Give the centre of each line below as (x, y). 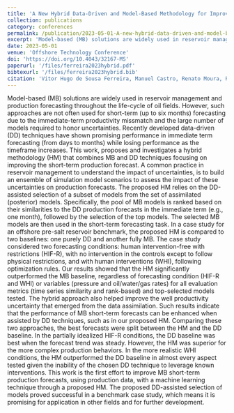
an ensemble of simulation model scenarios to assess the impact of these (113, 180)
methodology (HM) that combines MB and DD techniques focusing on (107, 158)
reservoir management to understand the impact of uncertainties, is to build (116, 172)
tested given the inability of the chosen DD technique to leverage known (111, 365)
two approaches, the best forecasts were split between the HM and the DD (115, 328)
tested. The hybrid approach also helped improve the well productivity (108, 299)
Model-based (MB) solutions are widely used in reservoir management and (115, 98)
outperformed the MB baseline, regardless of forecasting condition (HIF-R (113, 276)
